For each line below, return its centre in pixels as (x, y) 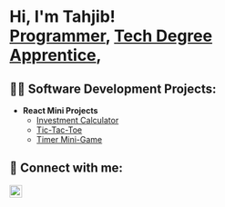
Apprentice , (56, 55)
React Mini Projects (60, 110)
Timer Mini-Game (69, 139)
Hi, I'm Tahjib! (62, 17)
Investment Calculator (77, 120)
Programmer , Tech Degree (111, 36)
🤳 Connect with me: (66, 168)
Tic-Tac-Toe (59, 130)
